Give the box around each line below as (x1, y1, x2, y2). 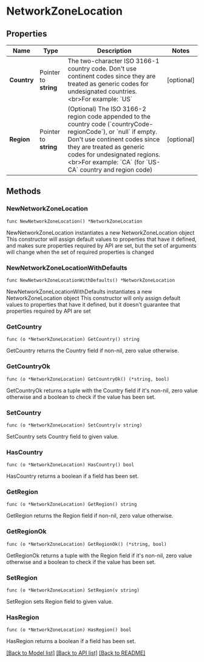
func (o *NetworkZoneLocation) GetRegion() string (6, 501, 137, 507)
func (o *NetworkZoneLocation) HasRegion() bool (6, 627, 132, 633)
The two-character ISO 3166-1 (67, 57, 160, 65)
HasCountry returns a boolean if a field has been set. (6, 473, 139, 480)
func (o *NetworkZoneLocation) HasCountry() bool (6, 462, 135, 468)
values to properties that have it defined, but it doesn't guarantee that (6, 301, 180, 308)
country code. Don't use (67, 64, 137, 72)
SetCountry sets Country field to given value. (6, 433, 120, 440)
